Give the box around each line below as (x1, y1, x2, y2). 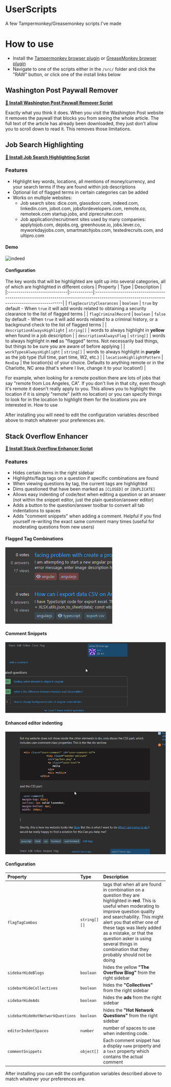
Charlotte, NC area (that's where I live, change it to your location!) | (5, 365, 146, 371)
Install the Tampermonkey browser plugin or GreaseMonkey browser (12, 55, 157, 61)
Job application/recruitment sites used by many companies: (20, 216, 146, 222)
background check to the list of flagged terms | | (5, 322, 107, 328)
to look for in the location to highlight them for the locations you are (5, 396, 147, 403)
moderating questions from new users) (12, 524, 95, 530)
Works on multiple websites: (12, 195, 72, 201)
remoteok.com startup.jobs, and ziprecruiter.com (20, 210, 123, 217)
